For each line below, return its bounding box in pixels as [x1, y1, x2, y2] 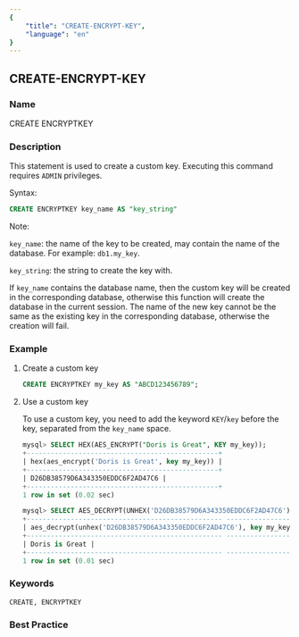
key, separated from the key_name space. [21, 423, 171, 434]
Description [9, 140, 62, 153]
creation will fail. [9, 321, 70, 331]
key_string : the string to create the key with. [9, 265, 173, 276]
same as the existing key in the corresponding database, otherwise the [9, 311, 270, 322]
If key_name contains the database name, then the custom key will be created [9, 282, 291, 293]
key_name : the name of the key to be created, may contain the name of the [9, 239, 280, 249]
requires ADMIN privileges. [9, 171, 103, 181]
